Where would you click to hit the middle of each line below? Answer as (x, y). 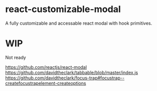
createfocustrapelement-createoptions (46, 83)
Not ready (16, 57)
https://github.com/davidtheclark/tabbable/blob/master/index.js (72, 72)
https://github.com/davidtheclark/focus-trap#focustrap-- (65, 78)
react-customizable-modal (63, 9)
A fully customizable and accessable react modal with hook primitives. (79, 23)
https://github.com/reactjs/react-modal (46, 67)
